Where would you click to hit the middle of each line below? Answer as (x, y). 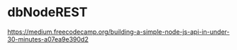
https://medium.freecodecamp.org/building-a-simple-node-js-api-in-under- (118, 32)
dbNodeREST (48, 12)
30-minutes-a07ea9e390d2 (48, 39)
